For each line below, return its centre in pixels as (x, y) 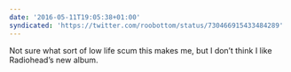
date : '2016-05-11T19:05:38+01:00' (75, 17)
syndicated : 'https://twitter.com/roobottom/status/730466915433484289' (146, 25)
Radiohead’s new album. (54, 60)
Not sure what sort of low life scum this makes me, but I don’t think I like (141, 50)
